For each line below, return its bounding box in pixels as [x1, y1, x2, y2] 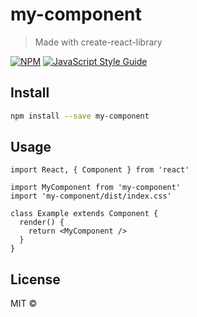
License [10, 271, 61, 288]
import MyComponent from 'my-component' [10, 183, 182, 193]
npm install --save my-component [10, 111, 150, 121]
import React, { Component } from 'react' [10, 165, 190, 175]
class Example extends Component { [10, 209, 159, 219]
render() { [19, 218, 65, 228]
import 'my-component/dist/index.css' [10, 191, 172, 202]
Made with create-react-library [34, 36, 163, 48]
